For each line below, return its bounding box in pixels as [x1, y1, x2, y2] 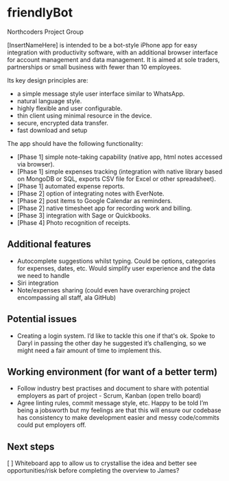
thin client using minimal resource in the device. [16, 111, 152, 120]
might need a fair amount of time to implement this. [16, 346, 162, 354]
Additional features [7, 239, 91, 250]
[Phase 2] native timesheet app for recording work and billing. [16, 204, 192, 212]
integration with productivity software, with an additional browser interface [7, 48, 218, 56]
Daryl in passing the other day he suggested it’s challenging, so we [16, 339, 207, 347]
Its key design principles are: [7, 76, 88, 84]
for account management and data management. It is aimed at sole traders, [7, 55, 220, 63]
